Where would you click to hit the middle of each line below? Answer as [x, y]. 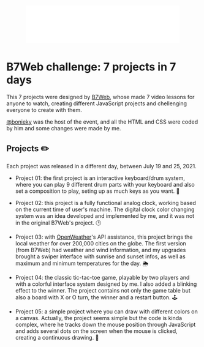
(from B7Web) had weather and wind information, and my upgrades [100, 250]
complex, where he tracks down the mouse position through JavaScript [105, 324]
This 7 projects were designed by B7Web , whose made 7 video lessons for [100, 97]
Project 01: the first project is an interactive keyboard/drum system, [100, 178]
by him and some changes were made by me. [64, 129]
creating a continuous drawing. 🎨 [57, 337]
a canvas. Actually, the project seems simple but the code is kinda [99, 318]
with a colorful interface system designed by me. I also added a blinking [106, 284]
